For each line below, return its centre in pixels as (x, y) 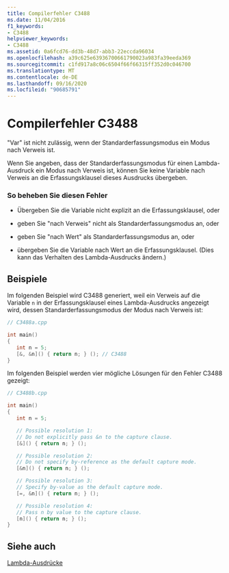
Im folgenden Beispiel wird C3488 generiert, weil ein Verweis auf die (104, 296)
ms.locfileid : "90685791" (44, 90)
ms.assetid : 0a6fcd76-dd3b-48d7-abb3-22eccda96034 (81, 52)
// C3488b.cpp (27, 393)
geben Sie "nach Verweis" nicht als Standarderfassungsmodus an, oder (118, 224)
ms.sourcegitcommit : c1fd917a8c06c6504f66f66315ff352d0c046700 (99, 64)
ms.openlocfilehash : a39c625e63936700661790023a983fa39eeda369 (99, 58)
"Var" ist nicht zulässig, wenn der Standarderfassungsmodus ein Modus (109, 143)
